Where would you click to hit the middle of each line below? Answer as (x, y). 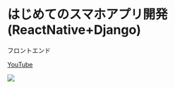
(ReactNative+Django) (74, 30)
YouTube (20, 64)
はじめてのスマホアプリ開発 (87, 14)
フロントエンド (29, 50)
